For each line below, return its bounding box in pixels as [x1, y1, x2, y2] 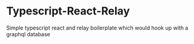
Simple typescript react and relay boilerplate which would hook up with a [6, 24, 189, 31]
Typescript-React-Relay [6, 4, 130, 18]
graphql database [6, 30, 50, 37]
